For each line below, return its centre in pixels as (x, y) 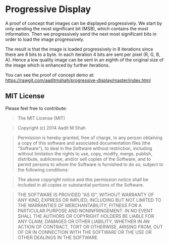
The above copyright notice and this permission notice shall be (83, 179)
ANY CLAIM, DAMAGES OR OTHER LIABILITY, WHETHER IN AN (83, 221)
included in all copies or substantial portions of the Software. (81, 185)
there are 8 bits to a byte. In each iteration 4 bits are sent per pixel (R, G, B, (83, 54)
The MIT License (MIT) (41, 118)
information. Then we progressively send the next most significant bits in (81, 34)
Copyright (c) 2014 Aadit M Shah (51, 128)
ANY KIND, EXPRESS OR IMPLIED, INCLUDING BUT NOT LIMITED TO (89, 200)
